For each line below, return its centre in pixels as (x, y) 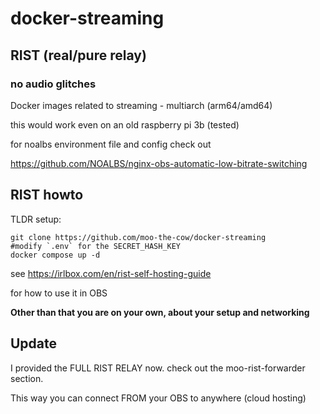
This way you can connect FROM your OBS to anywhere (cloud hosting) (158, 398)
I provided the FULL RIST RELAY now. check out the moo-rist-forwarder (158, 368)
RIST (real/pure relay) (78, 55)
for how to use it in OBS (59, 293)
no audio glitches (53, 84)
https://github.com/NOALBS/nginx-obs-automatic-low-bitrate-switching (159, 163)
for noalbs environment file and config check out (111, 144)
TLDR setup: (36, 219)
